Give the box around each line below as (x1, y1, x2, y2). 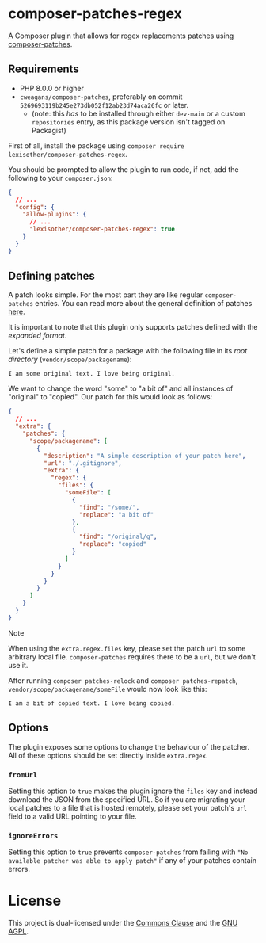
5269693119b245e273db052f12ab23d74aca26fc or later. (19, 100, 188, 109)
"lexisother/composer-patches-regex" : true (28, 225, 176, 234)
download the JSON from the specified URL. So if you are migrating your (8, 794, 245, 804)
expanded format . (8, 330, 67, 341)
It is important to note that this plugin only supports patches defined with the (8, 323, 258, 332)
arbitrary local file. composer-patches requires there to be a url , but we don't (8, 651, 256, 662)
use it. (8, 660, 28, 670)
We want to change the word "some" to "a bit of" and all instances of (8, 384, 234, 393)
